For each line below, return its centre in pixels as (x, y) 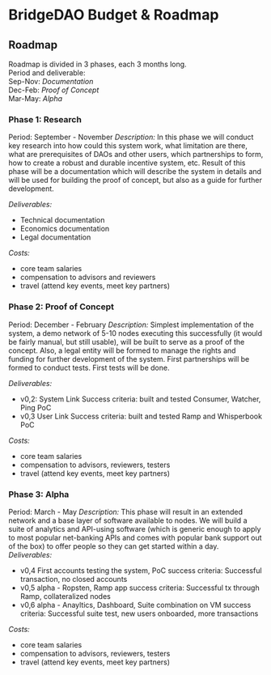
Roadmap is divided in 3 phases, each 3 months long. (98, 64)
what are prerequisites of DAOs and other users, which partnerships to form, (136, 155)
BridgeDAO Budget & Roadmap (114, 15)
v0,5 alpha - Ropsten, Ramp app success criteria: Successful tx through (140, 588)
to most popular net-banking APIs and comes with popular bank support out (135, 537)
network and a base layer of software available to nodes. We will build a (128, 520)
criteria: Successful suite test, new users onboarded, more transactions (139, 613)
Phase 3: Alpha (39, 494)
